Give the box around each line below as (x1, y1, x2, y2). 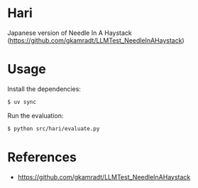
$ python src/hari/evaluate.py (7, 125, 100, 132)
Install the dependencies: (7, 84, 82, 93)
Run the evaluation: (7, 111, 64, 120)
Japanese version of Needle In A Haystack (7, 28, 133, 37)
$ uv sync (7, 98, 37, 105)
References (7, 149, 77, 165)
